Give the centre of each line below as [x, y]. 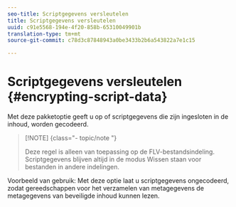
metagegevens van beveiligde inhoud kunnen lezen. [84, 196]
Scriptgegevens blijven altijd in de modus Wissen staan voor [113, 159]
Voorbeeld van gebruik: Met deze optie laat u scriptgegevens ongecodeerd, [118, 181]
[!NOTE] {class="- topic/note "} [71, 138]
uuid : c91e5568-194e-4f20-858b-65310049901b [74, 27]
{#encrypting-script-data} [87, 97]
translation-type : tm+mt [44, 34]
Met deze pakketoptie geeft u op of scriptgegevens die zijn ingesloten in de [118, 117]
